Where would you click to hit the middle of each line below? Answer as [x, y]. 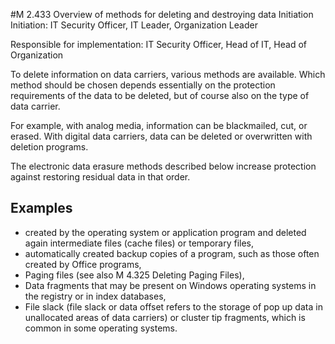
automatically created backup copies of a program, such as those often [172, 253]
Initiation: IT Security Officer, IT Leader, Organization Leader [134, 25]
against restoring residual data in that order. [100, 177]
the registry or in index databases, [95, 296]
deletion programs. [49, 147]
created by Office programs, [83, 264]
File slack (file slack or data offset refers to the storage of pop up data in [173, 306]
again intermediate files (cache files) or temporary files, [139, 243]
